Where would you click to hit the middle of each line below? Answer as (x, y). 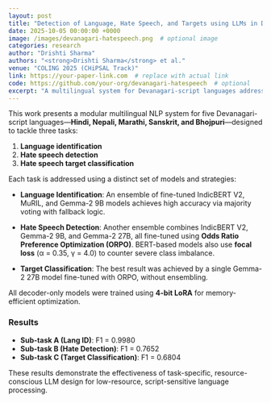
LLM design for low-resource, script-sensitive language (137, 381)
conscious (25, 381)
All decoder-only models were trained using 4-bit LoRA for (106, 293)
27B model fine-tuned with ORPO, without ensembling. (117, 277)
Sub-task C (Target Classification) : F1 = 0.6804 (100, 357)
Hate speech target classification (77, 164)
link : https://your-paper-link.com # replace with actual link (119, 76)
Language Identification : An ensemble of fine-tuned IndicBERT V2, (132, 195)
